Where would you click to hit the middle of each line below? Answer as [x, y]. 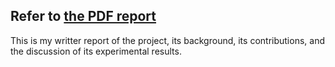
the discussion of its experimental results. [96, 51]
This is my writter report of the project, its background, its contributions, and [167, 40]
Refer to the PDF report [83, 16]
